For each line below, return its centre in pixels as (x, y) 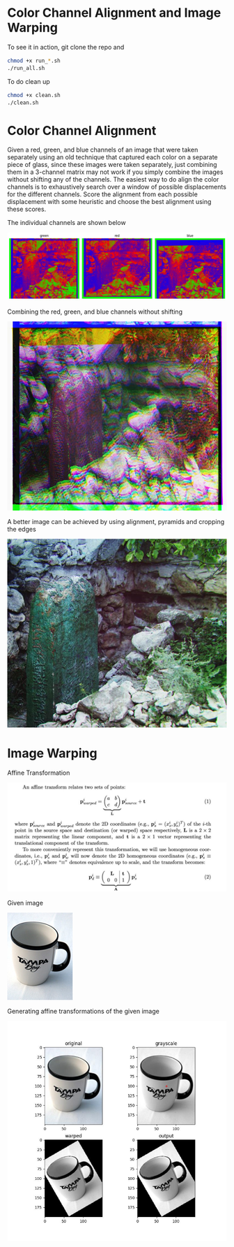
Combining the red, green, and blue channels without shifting (95, 312)
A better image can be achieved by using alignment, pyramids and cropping (116, 521)
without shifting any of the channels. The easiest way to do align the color (113, 180)
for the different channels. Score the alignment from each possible (103, 194)
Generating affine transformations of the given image (84, 1012)
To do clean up (29, 81)
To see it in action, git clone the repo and (66, 47)
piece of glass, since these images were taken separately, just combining (112, 165)
